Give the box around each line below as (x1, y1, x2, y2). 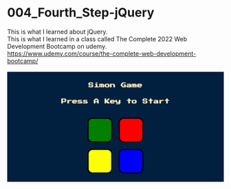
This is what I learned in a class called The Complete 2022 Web (7, 34, 188, 43)
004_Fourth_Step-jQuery (7, 5, 155, 21)
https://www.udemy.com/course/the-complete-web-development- (7, 49, 197, 58)
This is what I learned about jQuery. (7, 27, 108, 36)
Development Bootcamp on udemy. (7, 42, 107, 50)
